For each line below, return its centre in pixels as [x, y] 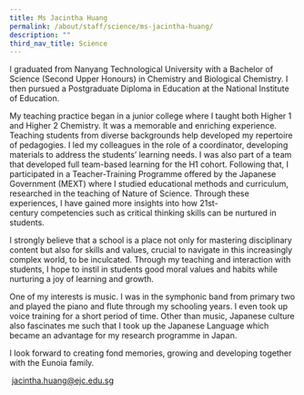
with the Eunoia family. [52, 363]
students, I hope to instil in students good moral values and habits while [143, 269]
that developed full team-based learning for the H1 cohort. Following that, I [149, 164]
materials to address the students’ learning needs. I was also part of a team [151, 155]
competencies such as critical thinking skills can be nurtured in [158, 213]
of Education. [35, 99]
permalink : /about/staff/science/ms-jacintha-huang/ [111, 26]
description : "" [40, 35]
